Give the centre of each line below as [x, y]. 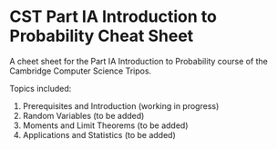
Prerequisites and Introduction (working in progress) [121, 105]
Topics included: [41, 88]
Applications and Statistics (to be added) [99, 134]
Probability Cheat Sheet [102, 36]
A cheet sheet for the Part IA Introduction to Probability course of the [139, 61]
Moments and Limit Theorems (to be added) [105, 125]
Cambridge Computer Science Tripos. [81, 71]
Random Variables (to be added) [83, 115]
